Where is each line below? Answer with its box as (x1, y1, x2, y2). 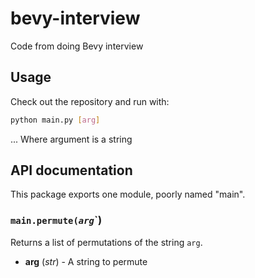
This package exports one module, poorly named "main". (10, 188, 246, 201)
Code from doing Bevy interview (10, 40, 144, 52)
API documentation (10, 162, 133, 179)
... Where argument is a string (10, 133, 133, 145)
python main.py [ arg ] (10, 115, 101, 125)
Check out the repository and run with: (10, 95, 170, 107)
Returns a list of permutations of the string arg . (10, 236, 203, 248)
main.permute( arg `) (10, 213, 103, 227)
